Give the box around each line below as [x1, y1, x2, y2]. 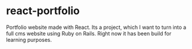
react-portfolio [6, 4, 80, 18]
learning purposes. [6, 36, 52, 43]
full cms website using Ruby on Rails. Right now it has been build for [6, 30, 172, 37]
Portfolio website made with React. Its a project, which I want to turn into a [6, 24, 187, 31]
